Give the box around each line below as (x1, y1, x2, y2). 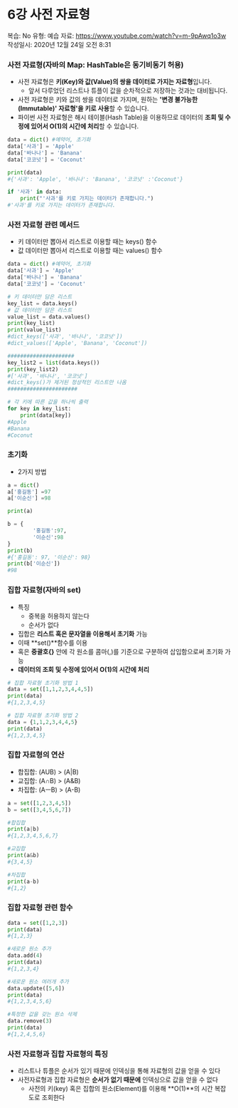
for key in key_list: (7, 405, 72, 413)
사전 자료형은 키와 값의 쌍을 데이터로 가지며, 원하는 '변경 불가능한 (17, 95, 198, 104)
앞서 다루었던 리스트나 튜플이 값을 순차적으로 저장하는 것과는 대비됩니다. (28, 86, 228, 95)
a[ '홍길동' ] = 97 (7, 488, 51, 495)
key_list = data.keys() (7, 300, 78, 307)
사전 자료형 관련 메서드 (7, 220, 80, 230)
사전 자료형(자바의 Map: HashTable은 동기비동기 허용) (7, 60, 184, 70)
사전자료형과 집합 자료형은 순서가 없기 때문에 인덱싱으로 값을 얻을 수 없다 (17, 1075, 219, 1084)
